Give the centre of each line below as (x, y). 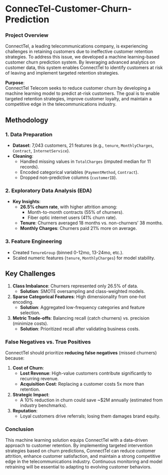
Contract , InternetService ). (41, 151)
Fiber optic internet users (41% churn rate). (72, 218)
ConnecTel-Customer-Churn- (68, 9)
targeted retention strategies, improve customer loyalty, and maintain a (78, 99)
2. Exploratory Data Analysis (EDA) (49, 191)
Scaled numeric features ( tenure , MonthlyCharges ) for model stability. (84, 258)
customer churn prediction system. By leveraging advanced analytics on (80, 62)
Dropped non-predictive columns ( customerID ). (68, 177)
